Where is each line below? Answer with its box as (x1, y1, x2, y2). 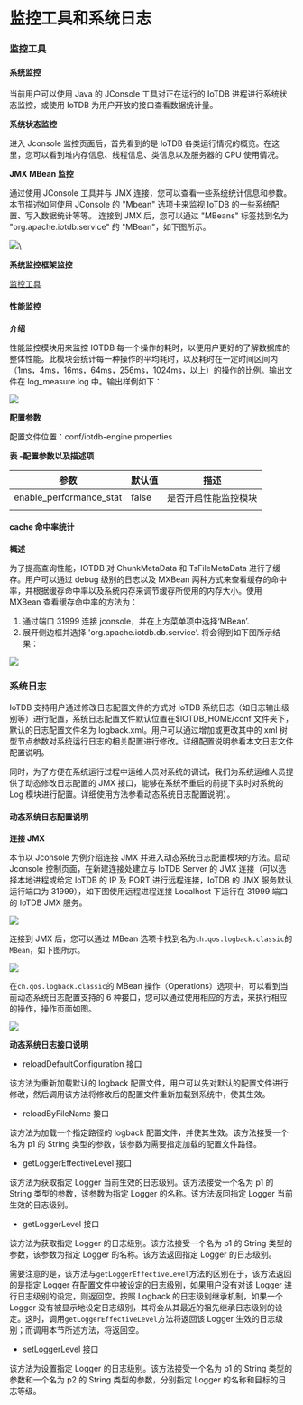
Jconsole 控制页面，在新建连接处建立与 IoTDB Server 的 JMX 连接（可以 (9, 864, 279, 874)
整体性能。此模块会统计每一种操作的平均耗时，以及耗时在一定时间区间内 (9, 353, 278, 364)
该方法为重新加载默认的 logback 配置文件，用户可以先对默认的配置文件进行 (9, 1077, 289, 1088)
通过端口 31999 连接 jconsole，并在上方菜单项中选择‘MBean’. (22, 615, 250, 626)
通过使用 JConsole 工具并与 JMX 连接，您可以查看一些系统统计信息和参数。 (9, 188, 292, 199)
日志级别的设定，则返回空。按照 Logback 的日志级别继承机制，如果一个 (16, 1291, 284, 1302)
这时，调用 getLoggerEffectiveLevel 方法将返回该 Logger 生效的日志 (24, 1314, 276, 1325)
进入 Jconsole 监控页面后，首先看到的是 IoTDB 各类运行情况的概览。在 (9, 138, 272, 149)
